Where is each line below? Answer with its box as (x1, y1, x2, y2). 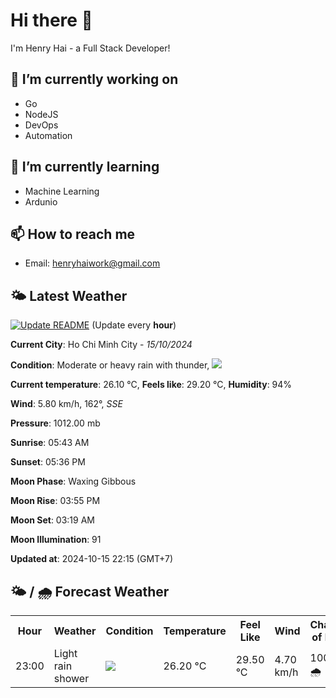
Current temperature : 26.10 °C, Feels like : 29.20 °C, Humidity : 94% (10, 379, 293, 391)
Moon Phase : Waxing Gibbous (10, 475, 137, 488)
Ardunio (24, 195, 58, 208)
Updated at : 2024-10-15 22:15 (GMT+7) (10, 553, 174, 565)
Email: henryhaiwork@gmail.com (24, 257, 161, 269)
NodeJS (24, 108, 59, 120)
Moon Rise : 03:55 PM (10, 495, 101, 507)
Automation (24, 129, 73, 141)
